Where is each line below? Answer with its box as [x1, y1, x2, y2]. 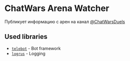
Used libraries [4, 33, 48, 41]
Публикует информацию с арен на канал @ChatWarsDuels [4, 19, 125, 24]
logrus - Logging [11, 50, 45, 56]
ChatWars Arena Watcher [4, 3, 110, 14]
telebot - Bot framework [11, 45, 61, 51]
